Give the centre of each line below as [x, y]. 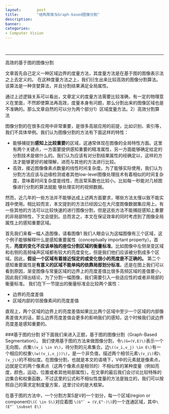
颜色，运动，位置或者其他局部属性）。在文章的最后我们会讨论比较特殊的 [88, 372]
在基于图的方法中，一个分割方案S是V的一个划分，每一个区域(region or [78, 395]
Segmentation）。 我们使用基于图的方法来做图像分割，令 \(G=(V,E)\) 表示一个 [84, 341]
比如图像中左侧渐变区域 [139, 246]
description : [19, 19]
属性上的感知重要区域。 [29, 223]
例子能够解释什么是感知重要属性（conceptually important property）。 [82, 240]
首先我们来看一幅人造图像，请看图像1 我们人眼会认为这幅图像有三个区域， [82, 233]
